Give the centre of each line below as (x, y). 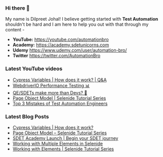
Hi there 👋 (18, 8)
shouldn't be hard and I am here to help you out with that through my (77, 24)
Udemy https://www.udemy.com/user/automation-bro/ (70, 50)
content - (15, 30)
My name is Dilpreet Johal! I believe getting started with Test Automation (82, 19)
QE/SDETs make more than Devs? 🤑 (50, 92)
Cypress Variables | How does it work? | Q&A (60, 80)
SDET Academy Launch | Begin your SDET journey (65, 138)
